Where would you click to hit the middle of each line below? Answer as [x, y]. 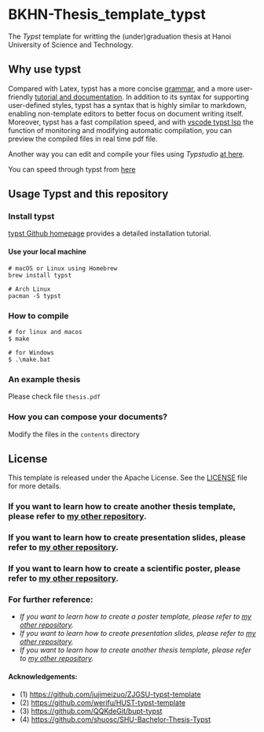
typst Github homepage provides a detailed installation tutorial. [110, 233]
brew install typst [40, 275]
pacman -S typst [35, 296]
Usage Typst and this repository [88, 194]
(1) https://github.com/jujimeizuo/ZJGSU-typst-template [110, 694]
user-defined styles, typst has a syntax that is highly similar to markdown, [128, 105]
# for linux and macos [45, 332]
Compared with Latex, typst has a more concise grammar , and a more [121, 88]
